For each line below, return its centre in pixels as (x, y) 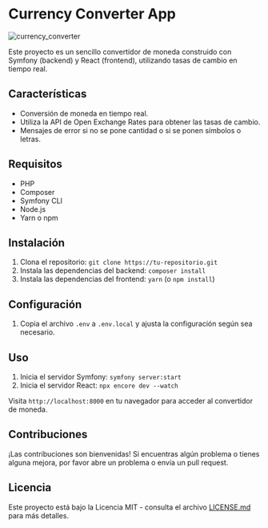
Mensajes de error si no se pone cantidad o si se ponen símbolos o (130, 130)
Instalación (37, 243)
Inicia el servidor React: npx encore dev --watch (99, 385)
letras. (30, 139)
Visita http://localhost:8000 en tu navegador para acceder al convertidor (131, 401)
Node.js (33, 209)
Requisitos (35, 164)
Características (48, 94)
